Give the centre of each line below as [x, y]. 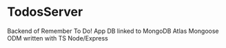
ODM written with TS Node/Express [58, 38]
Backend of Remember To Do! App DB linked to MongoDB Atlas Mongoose [113, 31]
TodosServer [45, 12]
